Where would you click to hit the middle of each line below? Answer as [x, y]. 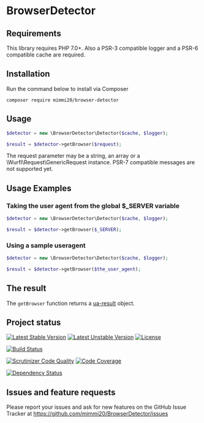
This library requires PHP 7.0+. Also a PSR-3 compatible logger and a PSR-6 [102, 48]
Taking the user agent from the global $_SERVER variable [93, 205]
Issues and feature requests [61, 392]
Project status [34, 322]
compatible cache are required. [46, 55]
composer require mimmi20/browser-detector [63, 100]
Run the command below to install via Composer [67, 89]
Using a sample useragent [46, 245]
